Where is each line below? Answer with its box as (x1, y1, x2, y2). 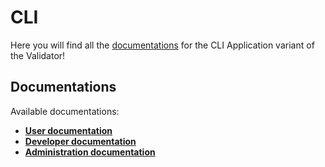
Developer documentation (24, 135, 137, 147)
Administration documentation (24, 146, 156, 158)
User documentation (24, 124, 113, 136)
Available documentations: (10, 105, 120, 117)
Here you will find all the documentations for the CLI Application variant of (10, 39, 315, 51)
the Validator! (10, 49, 66, 61)
